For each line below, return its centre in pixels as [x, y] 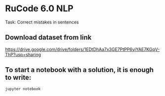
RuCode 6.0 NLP [39, 9]
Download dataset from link [49, 37]
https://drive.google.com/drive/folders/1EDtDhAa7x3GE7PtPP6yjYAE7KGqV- [82, 49]
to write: [18, 78]
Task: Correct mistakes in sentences [42, 22]
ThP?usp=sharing [23, 54]
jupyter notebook [23, 89]
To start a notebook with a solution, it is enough [80, 70]
